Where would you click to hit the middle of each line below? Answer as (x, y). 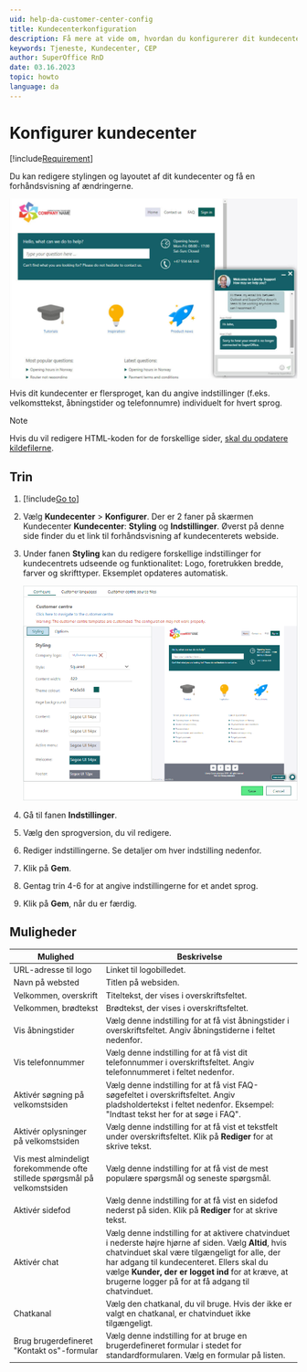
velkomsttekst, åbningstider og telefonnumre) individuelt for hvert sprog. (146, 403)
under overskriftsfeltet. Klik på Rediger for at (190, 1136)
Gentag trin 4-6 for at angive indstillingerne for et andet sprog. (140, 885)
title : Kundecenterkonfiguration (73, 29)
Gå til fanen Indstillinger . (70, 815)
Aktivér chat (36, 1261)
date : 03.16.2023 (42, 68)
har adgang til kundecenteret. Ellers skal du (187, 1261)
